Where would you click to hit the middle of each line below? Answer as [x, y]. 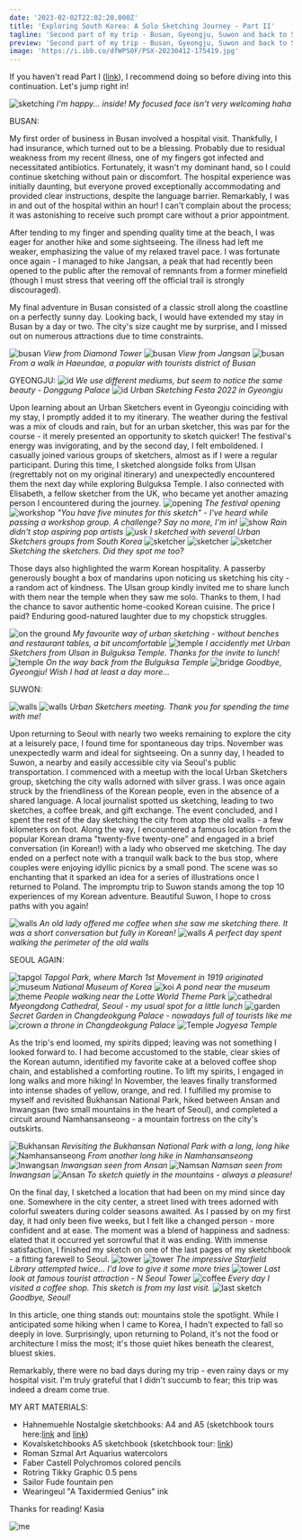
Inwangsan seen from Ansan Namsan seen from [172, 1166]
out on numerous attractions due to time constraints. [107, 336]
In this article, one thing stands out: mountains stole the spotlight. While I [144, 1315]
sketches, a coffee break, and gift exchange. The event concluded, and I [143, 810]
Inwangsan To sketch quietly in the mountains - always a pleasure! [151, 1175]
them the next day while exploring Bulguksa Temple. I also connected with [147, 484]
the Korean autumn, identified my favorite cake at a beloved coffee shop [143, 1062]
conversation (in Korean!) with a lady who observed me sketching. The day [148, 849]
